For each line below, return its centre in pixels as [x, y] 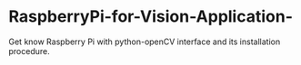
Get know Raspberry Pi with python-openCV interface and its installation [145, 42]
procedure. [30, 51]
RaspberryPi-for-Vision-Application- [150, 17]
